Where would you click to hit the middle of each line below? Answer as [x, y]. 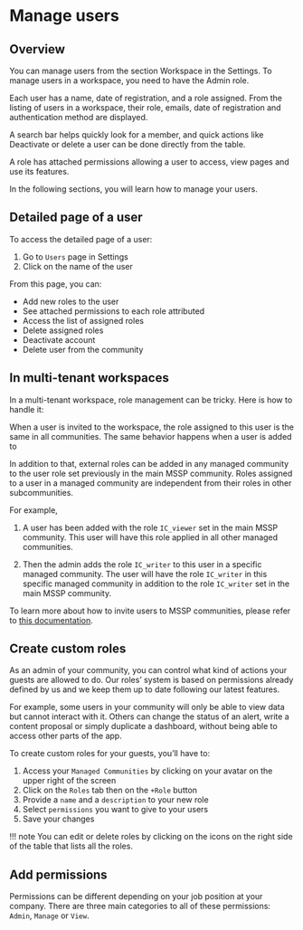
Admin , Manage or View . [49, 916]
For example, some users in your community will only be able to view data [147, 707]
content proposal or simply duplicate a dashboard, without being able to [143, 726]
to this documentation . [51, 620]
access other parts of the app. [66, 736]
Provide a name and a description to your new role [116, 800]
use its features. [39, 171]
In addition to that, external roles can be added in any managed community [149, 463]
